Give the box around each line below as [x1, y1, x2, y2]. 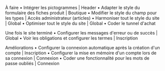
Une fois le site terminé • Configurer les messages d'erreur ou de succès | [5, 30, 158, 35]
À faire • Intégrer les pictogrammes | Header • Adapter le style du [5, 5, 140, 10]
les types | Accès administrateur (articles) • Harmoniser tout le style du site [5, 15, 160, 21]
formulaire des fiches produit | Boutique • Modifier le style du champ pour [5, 10, 157, 16]
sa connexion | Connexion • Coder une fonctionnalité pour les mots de [5, 55, 150, 61]
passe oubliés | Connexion [5, 61, 60, 66]
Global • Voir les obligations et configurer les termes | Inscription [5, 35, 138, 41]
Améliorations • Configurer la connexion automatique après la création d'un [5, 45, 160, 50]
